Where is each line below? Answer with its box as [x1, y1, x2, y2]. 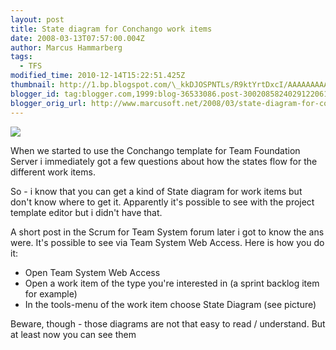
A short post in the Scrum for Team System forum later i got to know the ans [10, 226, 325, 238]
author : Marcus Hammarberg [10, 42, 123, 53]
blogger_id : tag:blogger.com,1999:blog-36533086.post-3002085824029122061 [10, 89, 329, 99]
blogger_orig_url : [10, 98, 87, 108]
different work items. [10, 166, 96, 178]
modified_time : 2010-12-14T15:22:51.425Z [10, 71, 186, 81]
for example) [24, 287, 78, 300]
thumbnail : [10, 80, 56, 90]
